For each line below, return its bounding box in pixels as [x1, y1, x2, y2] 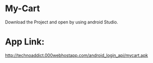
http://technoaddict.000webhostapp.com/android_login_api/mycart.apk [5, 52, 148, 58]
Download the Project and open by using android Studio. [5, 19, 118, 25]
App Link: [5, 36, 45, 47]
